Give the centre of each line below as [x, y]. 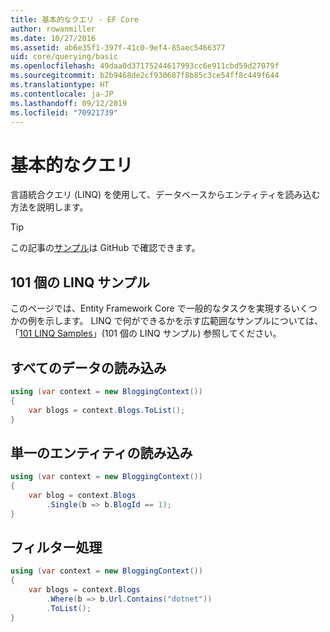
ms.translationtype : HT [60, 85]
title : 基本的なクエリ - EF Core [74, 19]
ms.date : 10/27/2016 [53, 38]
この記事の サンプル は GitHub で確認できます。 [105, 248]
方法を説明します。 [49, 207]
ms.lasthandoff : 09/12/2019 [69, 103]
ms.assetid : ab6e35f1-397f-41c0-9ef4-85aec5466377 [118, 47]
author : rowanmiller [53, 29]
